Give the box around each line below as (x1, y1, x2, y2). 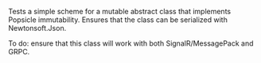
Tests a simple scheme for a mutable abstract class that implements (8, 7, 232, 16)
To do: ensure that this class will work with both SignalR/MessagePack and (8, 39, 254, 48)
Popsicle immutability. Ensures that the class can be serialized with (8, 15, 228, 24)
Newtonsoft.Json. (8, 24, 67, 32)
